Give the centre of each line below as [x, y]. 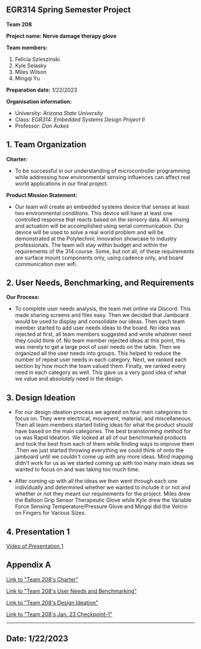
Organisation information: [39, 101]
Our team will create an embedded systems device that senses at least [102, 207]
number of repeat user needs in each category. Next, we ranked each [101, 360]
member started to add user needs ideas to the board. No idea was [98, 328]
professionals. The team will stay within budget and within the [91, 244]
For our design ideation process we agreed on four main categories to [101, 412]
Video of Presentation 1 [35, 546]
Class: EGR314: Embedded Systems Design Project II [80, 119]
